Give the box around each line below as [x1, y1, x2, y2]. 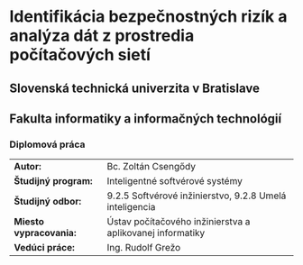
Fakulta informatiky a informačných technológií [9, 111, 282, 126]
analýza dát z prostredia [9, 25, 195, 46]
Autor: [14, 160, 42, 173]
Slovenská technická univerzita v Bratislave [9, 80, 260, 96]
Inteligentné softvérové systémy [106, 175, 243, 187]
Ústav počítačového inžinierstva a [106, 215, 251, 228]
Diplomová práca [9, 138, 86, 151]
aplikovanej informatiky [106, 227, 206, 240]
